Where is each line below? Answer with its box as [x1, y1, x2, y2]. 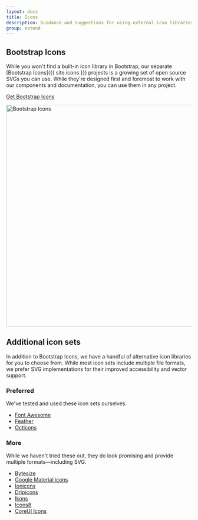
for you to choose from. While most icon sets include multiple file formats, [6, 359, 186, 366]
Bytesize [14, 470, 37, 477]
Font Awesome [14, 412, 51, 419]
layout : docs [6, 8, 38, 15]
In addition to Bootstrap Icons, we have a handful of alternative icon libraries [6, 353, 192, 360]
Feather [14, 418, 34, 425]
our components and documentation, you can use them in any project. [6, 82, 177, 89]
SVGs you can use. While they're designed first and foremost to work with [6, 75, 186, 83]
